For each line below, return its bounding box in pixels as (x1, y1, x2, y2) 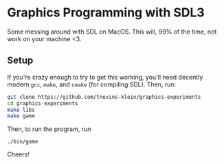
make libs (7, 106, 36, 113)
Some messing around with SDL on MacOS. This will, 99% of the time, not (7, 27, 217, 36)
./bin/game (7, 139, 38, 145)
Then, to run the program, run (7, 125, 91, 133)
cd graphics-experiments (7, 99, 78, 107)
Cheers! (7, 150, 30, 159)
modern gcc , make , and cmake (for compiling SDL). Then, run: (7, 80, 177, 89)
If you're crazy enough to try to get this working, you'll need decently (7, 73, 203, 81)
